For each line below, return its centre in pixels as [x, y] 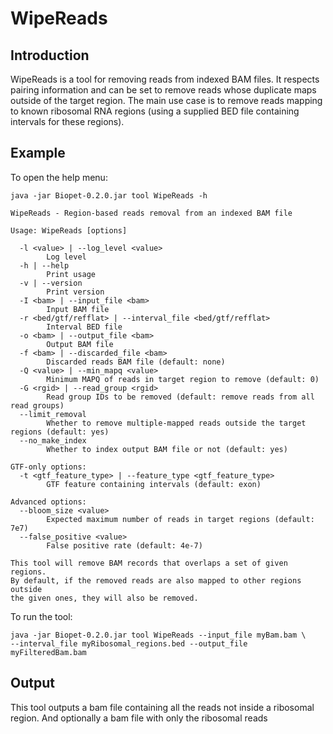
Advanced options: [48, 502]
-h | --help [44, 265]
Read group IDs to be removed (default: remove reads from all [180, 397]
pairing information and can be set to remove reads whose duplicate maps [163, 90]
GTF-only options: [48, 467]
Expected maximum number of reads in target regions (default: [180, 519]
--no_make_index [53, 440]
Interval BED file [84, 327]
